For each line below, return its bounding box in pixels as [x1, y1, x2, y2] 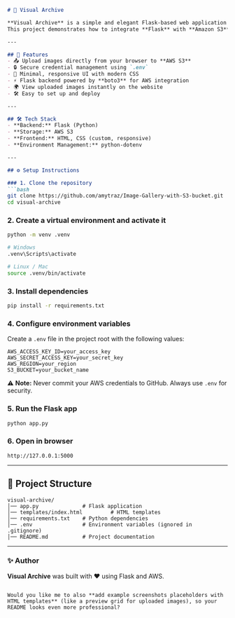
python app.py [7, 420, 49, 427]
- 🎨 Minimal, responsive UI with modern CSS [7, 71, 139, 78]
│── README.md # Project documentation [7, 533, 155, 540]
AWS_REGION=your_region [7, 361, 77, 368]
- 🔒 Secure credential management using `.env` [7, 64, 149, 71]
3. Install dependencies [7, 286, 89, 296]
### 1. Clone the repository [7, 179, 92, 186]
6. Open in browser [7, 437, 73, 446]
